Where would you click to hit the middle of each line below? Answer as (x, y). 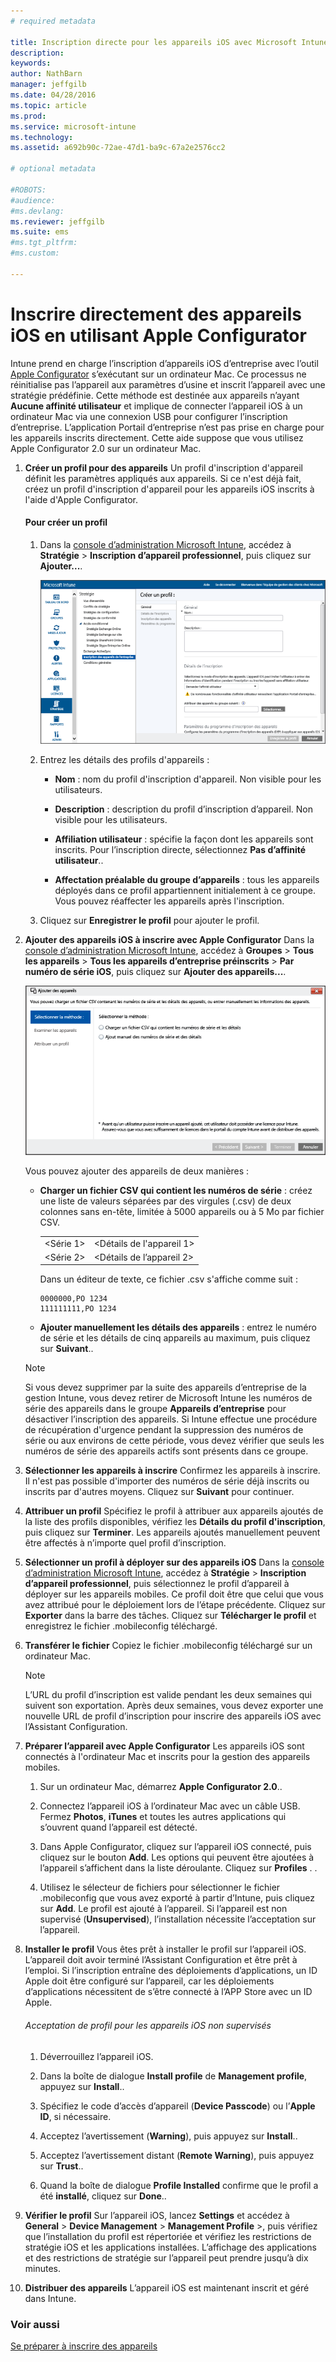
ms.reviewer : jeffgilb (57, 221)
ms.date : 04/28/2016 (53, 95)
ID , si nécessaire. (75, 2116)
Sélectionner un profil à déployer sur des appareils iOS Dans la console (174, 1562)
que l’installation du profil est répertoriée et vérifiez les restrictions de (168, 2236)
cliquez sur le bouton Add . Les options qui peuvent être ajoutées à (177, 1857)
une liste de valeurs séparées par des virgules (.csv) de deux (165, 1201)
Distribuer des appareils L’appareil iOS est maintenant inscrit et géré (167, 2287)
